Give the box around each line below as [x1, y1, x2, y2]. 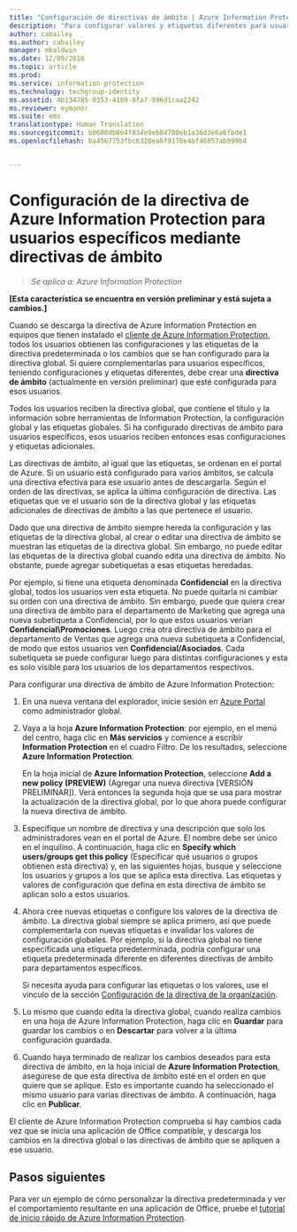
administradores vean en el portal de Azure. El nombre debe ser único [21, 832, 278, 843]
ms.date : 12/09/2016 [9, 54, 86, 63]
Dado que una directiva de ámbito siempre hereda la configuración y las [9, 522, 272, 533]
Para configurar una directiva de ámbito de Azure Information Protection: [9, 679, 275, 690]
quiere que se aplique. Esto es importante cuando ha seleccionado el [21, 1080, 274, 1090]
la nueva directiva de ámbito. [21, 806, 128, 816]
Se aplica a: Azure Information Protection [30, 276, 183, 286]
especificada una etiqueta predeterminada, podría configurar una [21, 943, 261, 954]
